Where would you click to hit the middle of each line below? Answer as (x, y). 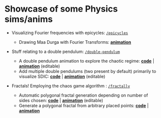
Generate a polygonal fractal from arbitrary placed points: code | (84, 105)
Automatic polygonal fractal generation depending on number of (83, 95)
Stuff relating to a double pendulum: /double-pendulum (66, 51)
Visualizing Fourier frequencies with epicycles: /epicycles (70, 33)
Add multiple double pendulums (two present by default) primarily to (88, 71)
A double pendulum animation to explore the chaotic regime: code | (86, 61)
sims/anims (29, 19)
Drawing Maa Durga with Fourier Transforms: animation (75, 42)
